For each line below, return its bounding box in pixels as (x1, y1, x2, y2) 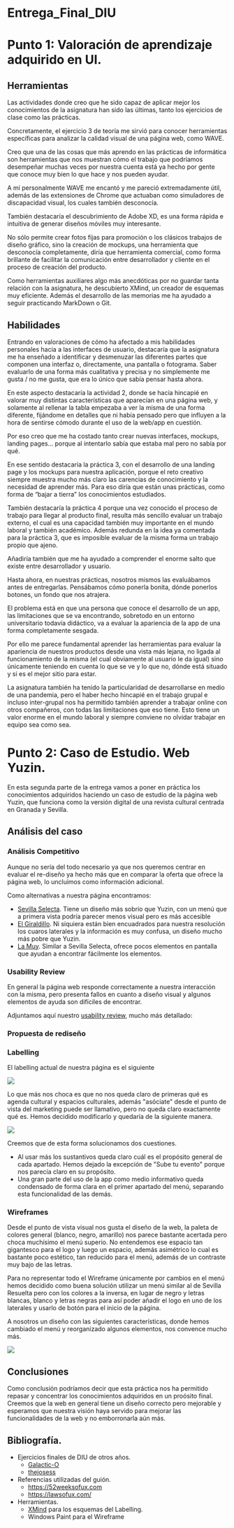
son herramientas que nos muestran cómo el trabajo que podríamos (7, 156, 203, 164)
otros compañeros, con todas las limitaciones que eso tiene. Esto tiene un (7, 706, 220, 714)
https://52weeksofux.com (27, 1483, 103, 1492)
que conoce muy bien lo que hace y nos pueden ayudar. (7, 170, 170, 179)
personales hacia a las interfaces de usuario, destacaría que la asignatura (7, 345, 219, 353)
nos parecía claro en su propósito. (17, 1168, 116, 1176)
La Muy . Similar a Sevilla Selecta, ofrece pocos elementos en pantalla (17, 942, 218, 950)
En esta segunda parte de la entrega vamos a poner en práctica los (7, 783, 200, 791)
